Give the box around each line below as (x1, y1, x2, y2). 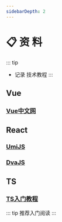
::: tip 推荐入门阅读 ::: (6, 209, 57, 216)
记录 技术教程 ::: (14, 71, 53, 78)
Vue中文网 (6, 106, 36, 115)
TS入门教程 (6, 195, 38, 203)
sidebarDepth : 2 (6, 8, 46, 15)
